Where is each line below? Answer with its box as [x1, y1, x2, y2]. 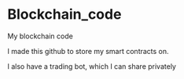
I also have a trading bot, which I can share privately [7, 61, 176, 71]
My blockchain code [7, 31, 74, 41]
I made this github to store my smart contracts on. [7, 46, 170, 56]
